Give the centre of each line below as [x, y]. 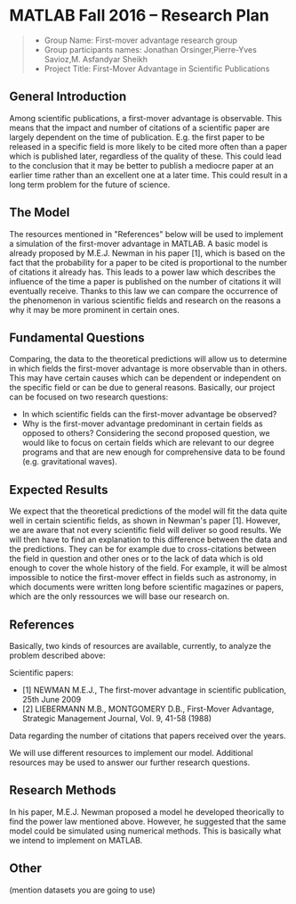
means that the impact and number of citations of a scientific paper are [140, 127]
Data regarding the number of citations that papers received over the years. [148, 736]
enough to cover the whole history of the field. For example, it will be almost [148, 568]
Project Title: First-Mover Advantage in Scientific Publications [157, 69]
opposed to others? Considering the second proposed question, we [146, 433]
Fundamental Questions [77, 337]
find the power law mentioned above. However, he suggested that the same [148, 821]
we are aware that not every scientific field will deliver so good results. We [145, 530]
